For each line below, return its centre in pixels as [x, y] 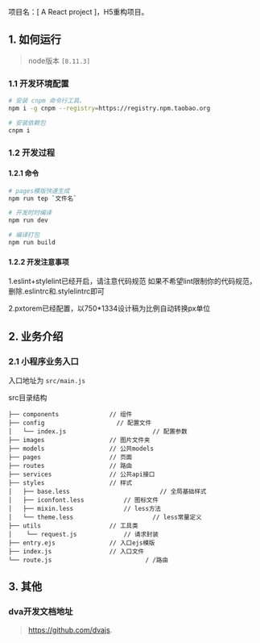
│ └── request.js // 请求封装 [84, 534]
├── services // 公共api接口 [82, 474]
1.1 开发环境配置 [39, 83]
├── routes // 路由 [70, 466]
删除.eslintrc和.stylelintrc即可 [56, 291]
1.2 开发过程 [32, 152]
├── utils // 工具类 [73, 526]
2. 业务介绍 [36, 336]
